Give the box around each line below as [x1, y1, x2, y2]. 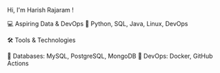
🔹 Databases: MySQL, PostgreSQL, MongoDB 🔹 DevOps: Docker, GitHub [7, 52, 213, 60]
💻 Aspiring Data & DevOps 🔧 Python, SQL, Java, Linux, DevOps [7, 20, 188, 28]
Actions [7, 59, 29, 67]
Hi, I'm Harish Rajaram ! [7, 6, 74, 14]
